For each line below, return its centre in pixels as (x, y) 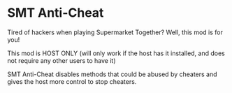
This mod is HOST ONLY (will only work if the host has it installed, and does (116, 53)
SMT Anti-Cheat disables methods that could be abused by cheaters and (113, 74)
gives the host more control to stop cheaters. (72, 81)
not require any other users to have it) (62, 60)
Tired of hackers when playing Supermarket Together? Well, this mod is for (115, 32)
